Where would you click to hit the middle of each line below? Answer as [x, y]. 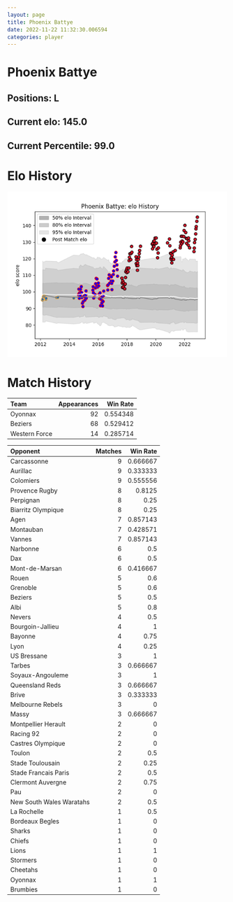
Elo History [40, 176]
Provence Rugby [34, 491]
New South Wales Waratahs [50, 802]
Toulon [20, 753]
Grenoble [23, 588]
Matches [108, 451]
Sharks [20, 831]
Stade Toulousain [35, 763]
